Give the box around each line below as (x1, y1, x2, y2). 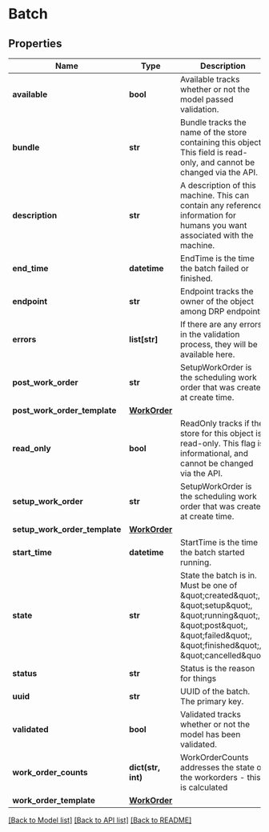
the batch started (179, 547, 246, 558)
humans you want (179, 220, 247, 230)
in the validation (179, 329, 240, 340)
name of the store (179, 127, 247, 138)
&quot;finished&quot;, (179, 640, 262, 650)
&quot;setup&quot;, (179, 600, 253, 610)
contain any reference (179, 200, 263, 210)
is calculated (179, 782, 228, 793)
